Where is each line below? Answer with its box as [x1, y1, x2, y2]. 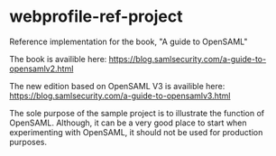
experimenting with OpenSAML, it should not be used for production [9, 126, 263, 137]
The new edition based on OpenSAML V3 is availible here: [9, 80, 225, 91]
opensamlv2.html [9, 63, 74, 74]
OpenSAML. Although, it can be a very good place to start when [9, 117, 247, 128]
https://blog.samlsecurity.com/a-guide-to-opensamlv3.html [9, 90, 231, 101]
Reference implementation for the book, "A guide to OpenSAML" [9, 36, 248, 47]
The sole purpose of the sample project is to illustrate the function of [9, 107, 265, 118]
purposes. [9, 136, 48, 147]
